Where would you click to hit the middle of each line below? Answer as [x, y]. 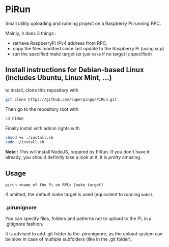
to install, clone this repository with [42, 90]
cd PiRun [15, 118]
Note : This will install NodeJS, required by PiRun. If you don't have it [77, 152]
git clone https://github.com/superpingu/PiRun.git [61, 99]
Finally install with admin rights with [43, 128]
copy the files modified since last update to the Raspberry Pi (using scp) [88, 48]
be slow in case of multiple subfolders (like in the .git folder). [69, 239]
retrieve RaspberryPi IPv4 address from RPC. [60, 43]
